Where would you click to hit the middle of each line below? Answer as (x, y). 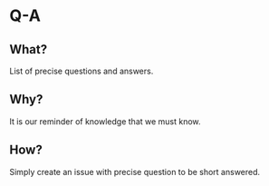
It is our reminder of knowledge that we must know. (105, 121)
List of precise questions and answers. (82, 71)
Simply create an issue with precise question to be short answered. (135, 171)
